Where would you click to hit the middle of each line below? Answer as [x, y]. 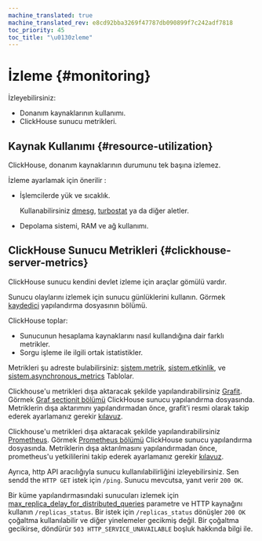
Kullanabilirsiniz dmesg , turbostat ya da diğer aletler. [104, 210]
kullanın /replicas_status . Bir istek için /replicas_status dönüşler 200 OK [127, 512]
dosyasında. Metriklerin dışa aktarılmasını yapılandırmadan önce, [113, 448]
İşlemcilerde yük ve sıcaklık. [65, 196]
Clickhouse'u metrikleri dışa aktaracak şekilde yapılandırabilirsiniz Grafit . [125, 391]
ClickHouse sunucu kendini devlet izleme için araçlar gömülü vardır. [118, 281]
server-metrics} [48, 263]
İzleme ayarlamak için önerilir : [57, 180]
